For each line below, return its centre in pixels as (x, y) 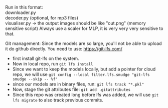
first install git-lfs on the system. (46, 58)
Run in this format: (24, 7)
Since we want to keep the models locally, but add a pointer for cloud (84, 69)
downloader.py (21, 12)
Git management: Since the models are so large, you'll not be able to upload (83, 43)
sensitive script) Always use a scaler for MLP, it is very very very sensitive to (84, 28)
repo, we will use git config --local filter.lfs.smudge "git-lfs (81, 74)
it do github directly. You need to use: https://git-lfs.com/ (64, 49)
